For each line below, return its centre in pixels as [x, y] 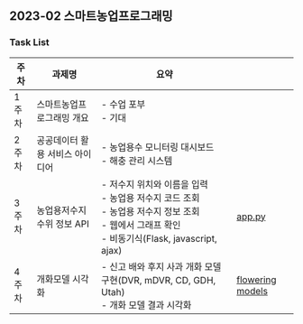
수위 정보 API [63, 224]
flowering [257, 280]
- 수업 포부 [123, 104]
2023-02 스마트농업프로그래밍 [91, 16]
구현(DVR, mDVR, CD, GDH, [158, 280]
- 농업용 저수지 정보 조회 [150, 211]
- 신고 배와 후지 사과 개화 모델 [161, 266]
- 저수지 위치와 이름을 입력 [155, 184]
